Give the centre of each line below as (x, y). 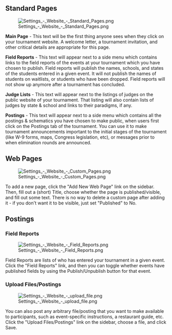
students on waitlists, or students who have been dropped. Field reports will (85, 79)
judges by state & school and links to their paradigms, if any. (69, 105)
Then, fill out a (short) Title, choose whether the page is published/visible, (83, 192)
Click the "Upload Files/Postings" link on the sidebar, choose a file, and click (86, 322)
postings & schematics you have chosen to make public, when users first (82, 121)
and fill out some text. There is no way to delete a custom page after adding (85, 197)
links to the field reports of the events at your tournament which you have (83, 62)
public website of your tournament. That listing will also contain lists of (80, 100)
